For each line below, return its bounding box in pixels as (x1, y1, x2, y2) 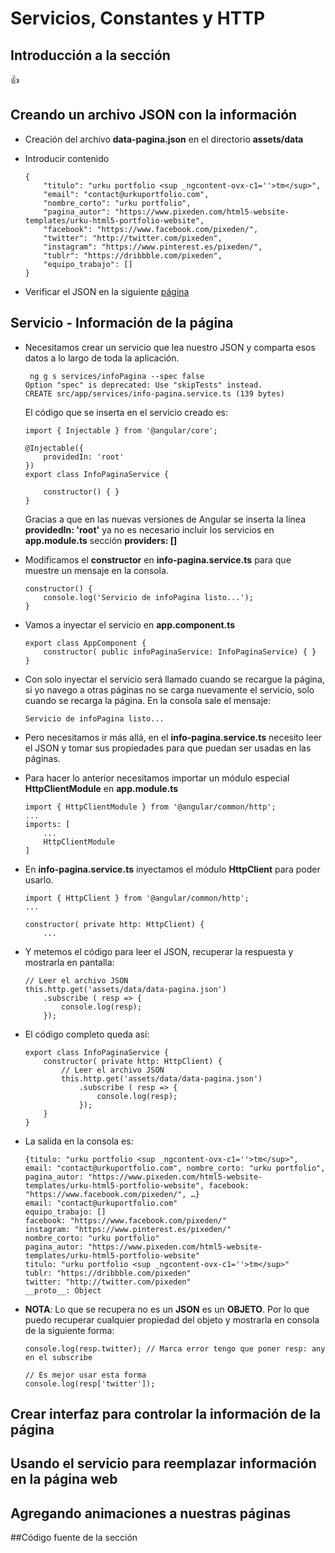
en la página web (10, 1471, 118, 1488)
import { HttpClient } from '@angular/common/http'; (24, 893, 250, 903)
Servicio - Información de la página (10, 315, 234, 332)
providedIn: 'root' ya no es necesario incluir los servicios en (24, 523, 275, 536)
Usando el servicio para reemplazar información (10, 1455, 317, 1472)
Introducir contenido (24, 152, 110, 164)
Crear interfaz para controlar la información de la (10, 1406, 322, 1423)
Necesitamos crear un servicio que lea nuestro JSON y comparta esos (24, 341, 316, 353)
